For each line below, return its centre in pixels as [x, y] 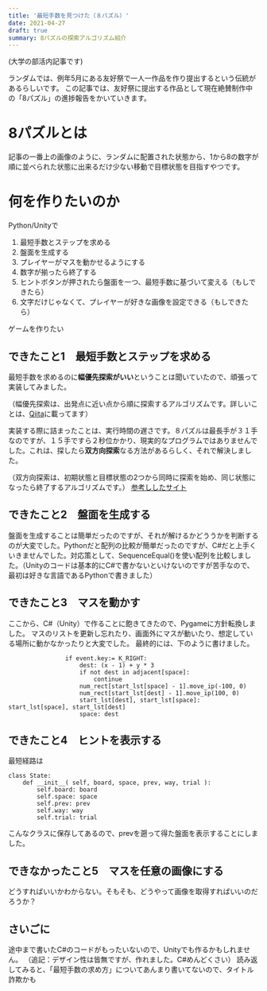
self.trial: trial [67, 818]
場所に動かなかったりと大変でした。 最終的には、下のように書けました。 [134, 643]
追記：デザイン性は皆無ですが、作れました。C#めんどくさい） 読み [141, 960]
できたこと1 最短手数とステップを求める [110, 356]
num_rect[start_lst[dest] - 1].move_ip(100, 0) [159, 693]
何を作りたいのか [64, 202]
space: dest [99, 714]
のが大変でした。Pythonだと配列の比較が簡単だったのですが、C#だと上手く [132, 545]
